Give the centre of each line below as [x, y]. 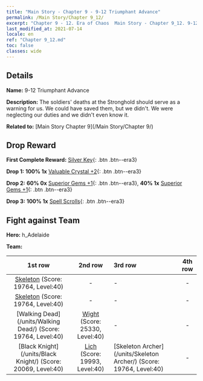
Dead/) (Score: [38, 329]
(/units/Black [38, 354]
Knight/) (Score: [39, 362]
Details [20, 76]
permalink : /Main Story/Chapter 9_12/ [55, 18]
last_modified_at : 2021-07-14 [44, 29]
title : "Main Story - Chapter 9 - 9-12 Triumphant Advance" [84, 12]
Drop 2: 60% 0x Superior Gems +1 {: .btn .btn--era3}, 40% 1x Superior [94, 183]
